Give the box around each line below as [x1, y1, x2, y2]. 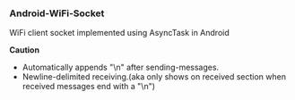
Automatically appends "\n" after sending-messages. [22, 62, 220, 73]
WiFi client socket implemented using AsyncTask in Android [9, 28, 230, 38]
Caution [9, 45, 40, 55]
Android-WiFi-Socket [9, 7, 105, 20]
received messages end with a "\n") [22, 81, 155, 92]
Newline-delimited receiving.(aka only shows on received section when [22, 71, 287, 82]
